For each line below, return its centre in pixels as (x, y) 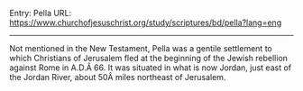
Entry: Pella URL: (41, 13)
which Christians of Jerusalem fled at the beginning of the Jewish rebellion (149, 58)
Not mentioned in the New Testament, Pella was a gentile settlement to (141, 48)
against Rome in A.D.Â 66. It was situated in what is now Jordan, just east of (151, 68)
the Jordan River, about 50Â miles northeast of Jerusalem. (118, 77)
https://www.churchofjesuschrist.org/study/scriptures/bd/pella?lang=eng (146, 23)
